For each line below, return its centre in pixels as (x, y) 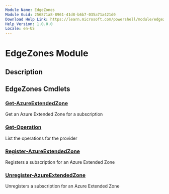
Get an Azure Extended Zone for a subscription (54, 114)
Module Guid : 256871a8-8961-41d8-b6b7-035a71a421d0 (60, 15)
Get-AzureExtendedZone (37, 104)
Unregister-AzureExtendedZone (46, 175)
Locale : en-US (20, 29)
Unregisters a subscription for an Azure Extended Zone (62, 186)
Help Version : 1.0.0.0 (29, 24)
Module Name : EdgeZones (30, 10)
